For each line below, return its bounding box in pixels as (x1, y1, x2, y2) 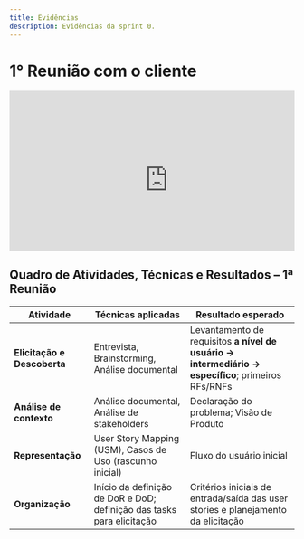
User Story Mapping (93, 431, 179, 444)
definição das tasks (93, 503, 177, 515)
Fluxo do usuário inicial (189, 449, 288, 461)
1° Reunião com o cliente (9, 61, 197, 81)
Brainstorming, (93, 352, 157, 364)
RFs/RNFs (189, 380, 233, 392)
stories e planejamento (189, 503, 287, 515)
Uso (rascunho (93, 454, 157, 467)
